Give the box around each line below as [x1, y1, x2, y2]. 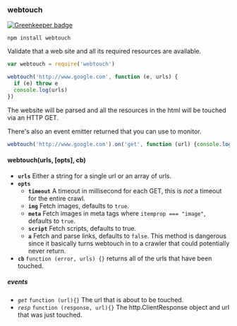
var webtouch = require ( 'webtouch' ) [7, 61, 115, 68]
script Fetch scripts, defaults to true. [28, 224, 136, 232]
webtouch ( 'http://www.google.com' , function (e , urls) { [7, 73, 178, 80]
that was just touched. [17, 310, 83, 319]
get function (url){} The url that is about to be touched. [17, 295, 184, 304]
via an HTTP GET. [7, 113, 59, 121]
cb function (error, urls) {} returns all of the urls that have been [17, 254, 212, 262]
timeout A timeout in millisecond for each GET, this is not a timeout [28, 186, 222, 195]
